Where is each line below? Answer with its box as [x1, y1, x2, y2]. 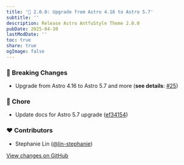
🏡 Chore [6, 97, 30, 106]
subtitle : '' [6, 15, 39, 21]
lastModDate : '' [6, 32, 47, 38]
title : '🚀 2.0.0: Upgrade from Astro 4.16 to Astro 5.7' [6, 8, 154, 15]
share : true [6, 43, 36, 49]
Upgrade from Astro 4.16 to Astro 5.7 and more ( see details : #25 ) [15, 82, 179, 90]
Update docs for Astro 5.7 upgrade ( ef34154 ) [15, 111, 129, 118]
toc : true [6, 37, 32, 43]
